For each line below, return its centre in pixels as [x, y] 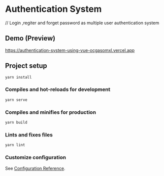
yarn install [18, 77]
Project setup [26, 66]
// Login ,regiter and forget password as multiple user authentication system [82, 23]
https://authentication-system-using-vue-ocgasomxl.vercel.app [70, 50]
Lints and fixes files [29, 135]
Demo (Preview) [30, 38]
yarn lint [15, 145]
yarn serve [16, 100]
